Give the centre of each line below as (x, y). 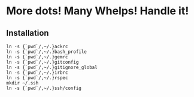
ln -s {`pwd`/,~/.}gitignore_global (52, 67)
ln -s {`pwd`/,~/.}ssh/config (44, 88)
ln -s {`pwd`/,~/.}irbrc (37, 73)
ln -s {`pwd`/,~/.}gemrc (37, 57)
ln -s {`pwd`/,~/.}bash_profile (46, 52)
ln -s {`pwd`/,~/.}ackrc (37, 46)
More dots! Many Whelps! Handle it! (98, 11)
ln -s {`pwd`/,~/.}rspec (37, 78)
